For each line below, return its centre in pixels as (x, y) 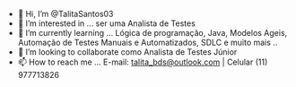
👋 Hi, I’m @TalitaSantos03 (65, 14)
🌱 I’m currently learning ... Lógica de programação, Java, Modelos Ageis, (152, 33)
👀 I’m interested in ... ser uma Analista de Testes (106, 23)
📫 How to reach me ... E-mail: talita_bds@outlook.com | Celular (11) (143, 62)
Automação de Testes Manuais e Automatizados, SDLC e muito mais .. (148, 42)
